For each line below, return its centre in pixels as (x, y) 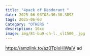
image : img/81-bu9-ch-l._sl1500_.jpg (45, 34)
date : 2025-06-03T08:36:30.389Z (39, 15)
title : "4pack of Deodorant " (37, 10)
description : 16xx (25, 29)
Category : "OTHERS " (27, 24)
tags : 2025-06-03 (24, 19)
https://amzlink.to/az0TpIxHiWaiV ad (44, 48)
